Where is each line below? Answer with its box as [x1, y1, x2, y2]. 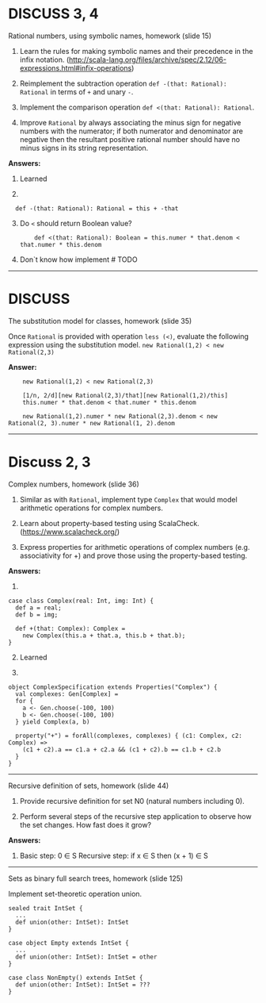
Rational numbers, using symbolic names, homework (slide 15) [8, 31, 212, 40]
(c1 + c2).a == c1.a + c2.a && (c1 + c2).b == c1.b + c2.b [22, 745, 222, 754]
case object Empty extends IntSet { [8, 939, 129, 947]
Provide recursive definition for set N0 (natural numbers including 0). [19, 796, 245, 805]
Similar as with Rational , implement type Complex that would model [19, 494, 237, 504]
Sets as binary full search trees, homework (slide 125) [8, 874, 184, 883]
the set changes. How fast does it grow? [19, 820, 152, 829]
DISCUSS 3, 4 [8, 5, 99, 23]
